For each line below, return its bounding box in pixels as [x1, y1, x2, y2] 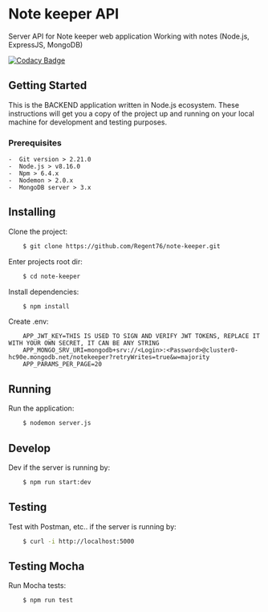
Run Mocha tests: [8, 581, 67, 590]
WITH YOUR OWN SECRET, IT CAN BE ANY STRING [8, 339, 160, 348]
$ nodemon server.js [22, 419, 91, 427]
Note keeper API [8, 5, 120, 23]
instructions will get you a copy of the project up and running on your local [8, 108, 254, 118]
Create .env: [8, 316, 50, 326]
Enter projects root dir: [8, 256, 83, 266]
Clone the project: [8, 226, 68, 236]
